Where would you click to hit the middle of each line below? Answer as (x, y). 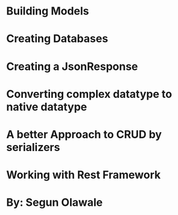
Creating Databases (57, 39)
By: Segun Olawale (55, 203)
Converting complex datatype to (89, 94)
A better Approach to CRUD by (84, 134)
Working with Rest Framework (84, 175)
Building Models (48, 11)
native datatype (47, 107)
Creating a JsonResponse (72, 66)
